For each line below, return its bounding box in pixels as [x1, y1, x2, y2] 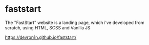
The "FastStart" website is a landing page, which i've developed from [5, 20, 145, 25]
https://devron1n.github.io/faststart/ [5, 34, 77, 40]
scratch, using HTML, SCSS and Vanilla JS [5, 24, 90, 30]
